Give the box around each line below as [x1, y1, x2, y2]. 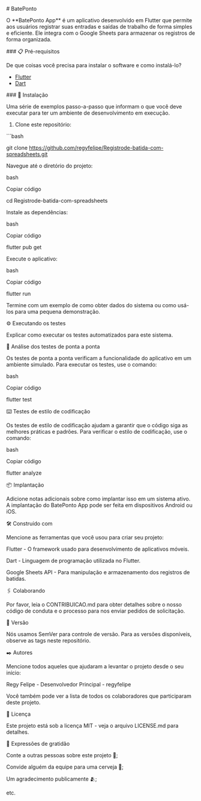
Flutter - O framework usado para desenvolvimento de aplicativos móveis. [6, 545, 190, 553]
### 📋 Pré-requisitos [6, 48, 60, 55]
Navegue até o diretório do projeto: [6, 162, 93, 169]
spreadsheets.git [6, 151, 48, 158]
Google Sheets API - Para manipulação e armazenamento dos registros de [6, 569, 190, 575]
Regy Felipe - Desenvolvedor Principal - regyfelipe [6, 681, 131, 688]
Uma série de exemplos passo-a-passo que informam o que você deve [6, 103, 182, 110]
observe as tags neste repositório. [6, 637, 91, 644]
